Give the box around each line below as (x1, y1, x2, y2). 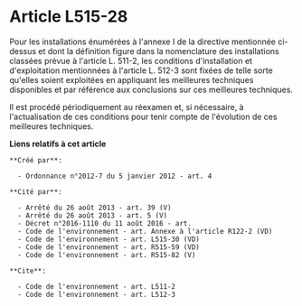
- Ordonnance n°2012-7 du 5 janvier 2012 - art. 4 (17, 172, 212, 181)
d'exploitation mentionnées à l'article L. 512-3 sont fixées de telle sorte (9, 65, 273, 76)
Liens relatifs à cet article (9, 138, 107, 149)
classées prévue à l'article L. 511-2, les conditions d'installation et (9, 55, 253, 66)
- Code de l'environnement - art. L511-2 (17, 282, 176, 291)
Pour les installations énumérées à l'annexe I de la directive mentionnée (9, 36, 277, 47)
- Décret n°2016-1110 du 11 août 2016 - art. (17, 218, 193, 227)
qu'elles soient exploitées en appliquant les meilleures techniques (9, 74, 254, 85)
